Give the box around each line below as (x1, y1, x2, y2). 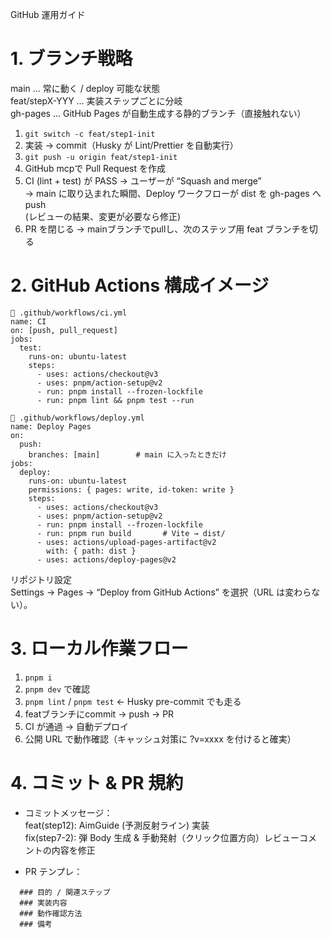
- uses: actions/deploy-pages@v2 (36, 554, 177, 565)
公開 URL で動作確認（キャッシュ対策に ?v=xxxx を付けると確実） (24, 733, 297, 745)
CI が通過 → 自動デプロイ (24, 720, 129, 732)
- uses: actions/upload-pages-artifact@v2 (36, 537, 217, 547)
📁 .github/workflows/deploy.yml (10, 413, 145, 423)
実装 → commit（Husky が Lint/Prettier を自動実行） (24, 139, 239, 151)
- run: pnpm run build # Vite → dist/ (36, 528, 226, 538)
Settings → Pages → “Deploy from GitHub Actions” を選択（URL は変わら (10, 586, 312, 598)
